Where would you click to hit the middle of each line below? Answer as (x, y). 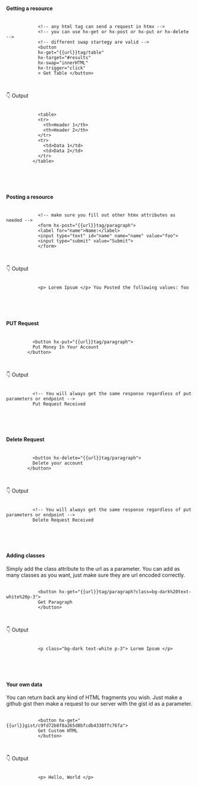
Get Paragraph (55, 602)
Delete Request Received (63, 520)
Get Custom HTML (58, 731)
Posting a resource (30, 197)
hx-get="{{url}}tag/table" (71, 53)
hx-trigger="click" (61, 68)
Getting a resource (30, 8)
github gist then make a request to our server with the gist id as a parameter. (99, 704)
